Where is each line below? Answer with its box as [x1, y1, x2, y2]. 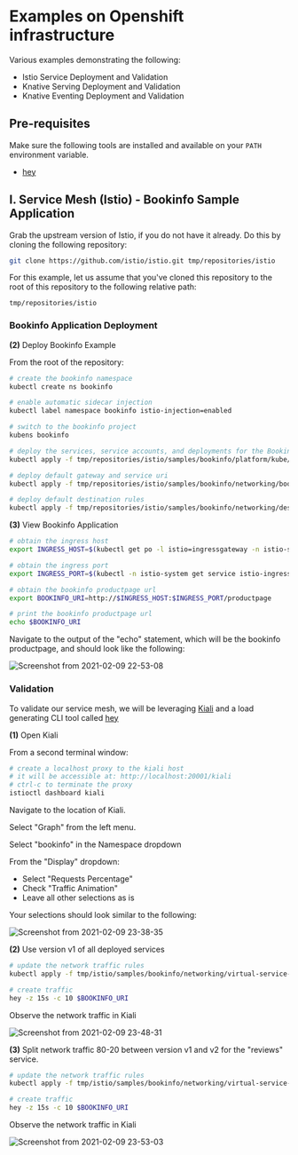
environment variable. [9, 149, 89, 160]
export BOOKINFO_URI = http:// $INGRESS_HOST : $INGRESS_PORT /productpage [9, 593, 272, 603]
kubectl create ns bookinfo [9, 382, 114, 392]
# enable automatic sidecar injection [9, 398, 153, 407]
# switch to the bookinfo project [9, 423, 137, 431]
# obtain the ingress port [9, 561, 109, 570]
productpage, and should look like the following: [9, 644, 185, 654]
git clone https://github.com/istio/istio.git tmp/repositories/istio [9, 256, 276, 265]
